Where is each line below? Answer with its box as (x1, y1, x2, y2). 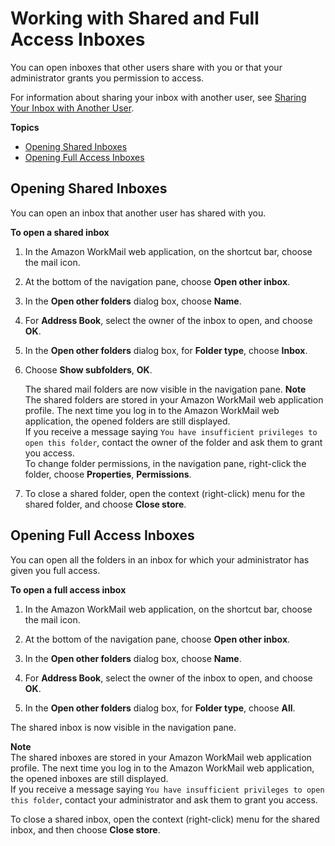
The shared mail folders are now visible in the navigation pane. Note (24, 383, 307, 395)
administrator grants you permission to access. (10, 72, 205, 84)
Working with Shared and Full (10, 7, 260, 30)
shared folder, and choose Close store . (24, 498, 187, 510)
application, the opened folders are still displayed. (24, 415, 231, 427)
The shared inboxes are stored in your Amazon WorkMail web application (10, 751, 312, 763)
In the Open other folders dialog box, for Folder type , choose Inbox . (24, 344, 308, 356)
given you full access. (10, 564, 101, 576)
